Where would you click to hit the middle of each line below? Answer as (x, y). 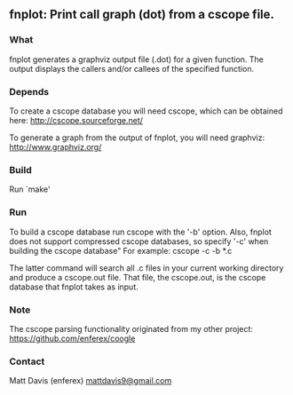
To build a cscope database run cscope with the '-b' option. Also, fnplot (141, 232)
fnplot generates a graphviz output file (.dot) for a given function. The (137, 59)
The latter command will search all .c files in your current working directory (146, 268)
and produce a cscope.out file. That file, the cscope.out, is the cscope (138, 277)
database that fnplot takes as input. (74, 287)
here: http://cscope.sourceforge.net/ (76, 120)
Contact (27, 361)
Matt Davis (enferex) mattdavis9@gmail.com (91, 381)
